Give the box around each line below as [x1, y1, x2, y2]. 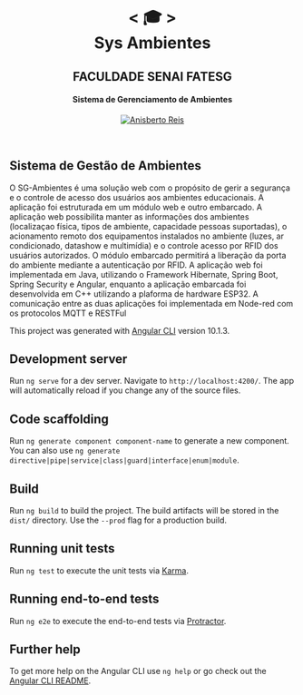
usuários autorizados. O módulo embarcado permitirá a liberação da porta [9, 250, 287, 260]
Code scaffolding [9, 411, 109, 426]
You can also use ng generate [9, 445, 121, 456]
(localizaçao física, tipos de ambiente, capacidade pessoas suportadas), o [9, 220, 288, 231]
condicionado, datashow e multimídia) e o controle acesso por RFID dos [9, 240, 279, 250]
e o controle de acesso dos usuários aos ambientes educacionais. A [9, 191, 265, 202]
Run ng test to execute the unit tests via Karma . [9, 564, 189, 576]
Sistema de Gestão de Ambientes [9, 158, 201, 173]
